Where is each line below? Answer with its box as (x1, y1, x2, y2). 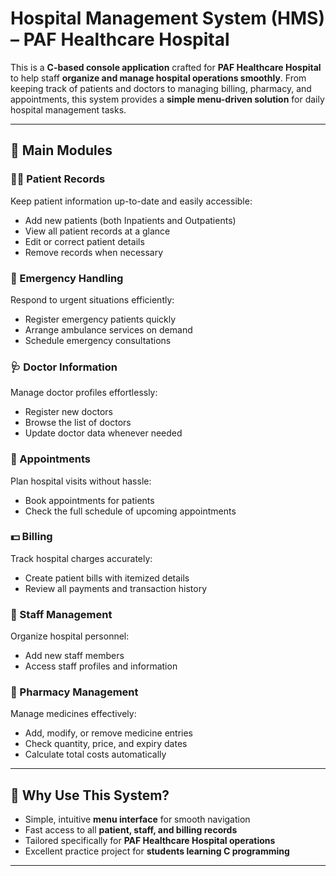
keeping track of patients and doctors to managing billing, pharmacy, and (10, 82, 312, 94)
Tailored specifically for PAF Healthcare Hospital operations (24, 835, 276, 847)
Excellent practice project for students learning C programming (24, 845, 290, 857)
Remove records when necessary (24, 246, 164, 258)
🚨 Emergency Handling (10, 271, 124, 285)
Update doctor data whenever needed (24, 427, 183, 439)
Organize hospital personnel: (10, 630, 130, 642)
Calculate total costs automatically (24, 748, 167, 761)
